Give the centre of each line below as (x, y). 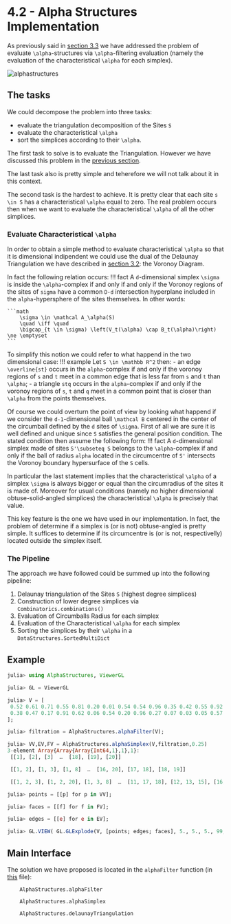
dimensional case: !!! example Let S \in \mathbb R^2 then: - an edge (104, 362)
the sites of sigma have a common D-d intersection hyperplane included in (111, 292)
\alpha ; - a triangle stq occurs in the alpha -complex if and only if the (104, 384)
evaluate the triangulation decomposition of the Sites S (94, 125)
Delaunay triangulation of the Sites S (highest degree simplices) (107, 594)
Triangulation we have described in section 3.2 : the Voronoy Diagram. (106, 264)
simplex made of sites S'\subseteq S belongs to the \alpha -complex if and (112, 449)
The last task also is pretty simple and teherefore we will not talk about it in (113, 173)
